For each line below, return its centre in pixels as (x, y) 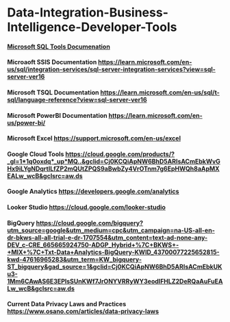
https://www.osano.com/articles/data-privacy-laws (83, 311)
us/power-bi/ (26, 123)
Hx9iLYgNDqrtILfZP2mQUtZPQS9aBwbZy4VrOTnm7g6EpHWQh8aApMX (114, 169)
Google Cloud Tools (36, 154)
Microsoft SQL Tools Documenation (59, 47)
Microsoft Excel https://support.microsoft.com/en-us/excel (94, 138)
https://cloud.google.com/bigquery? (90, 223)
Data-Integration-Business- (88, 13)
